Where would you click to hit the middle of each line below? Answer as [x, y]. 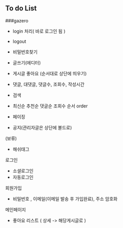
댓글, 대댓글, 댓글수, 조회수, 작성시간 [49, 84]
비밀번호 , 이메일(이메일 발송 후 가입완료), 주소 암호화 [65, 198]
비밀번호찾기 [25, 52]
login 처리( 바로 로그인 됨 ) [39, 31]
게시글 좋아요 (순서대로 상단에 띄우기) [50, 73]
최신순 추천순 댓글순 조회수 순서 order [50, 106]
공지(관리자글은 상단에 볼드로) [42, 127]
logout [19, 41]
